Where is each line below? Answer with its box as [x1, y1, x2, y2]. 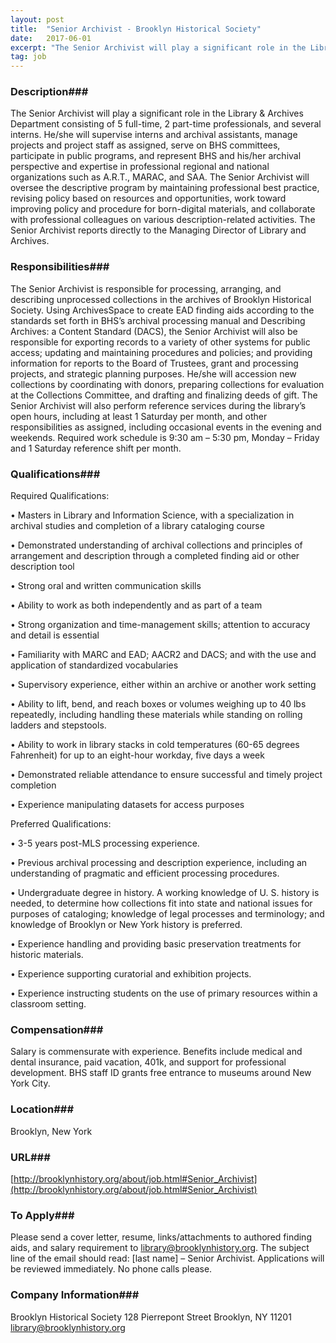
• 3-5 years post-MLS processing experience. [10, 837, 200, 850]
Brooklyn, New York [10, 1125, 93, 1137]
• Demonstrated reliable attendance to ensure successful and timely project [10, 769, 323, 781]
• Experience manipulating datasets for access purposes [10, 799, 245, 811]
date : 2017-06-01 [10, 33, 92, 43]
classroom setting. [10, 998, 87, 1010]
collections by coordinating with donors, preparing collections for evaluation [10, 378, 325, 390]
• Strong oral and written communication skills [10, 580, 202, 592]
